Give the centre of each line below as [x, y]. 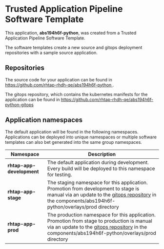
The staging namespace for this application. [97, 182]
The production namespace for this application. [102, 214]
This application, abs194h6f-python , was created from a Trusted [71, 33]
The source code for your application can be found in [59, 79]
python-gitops [20, 105]
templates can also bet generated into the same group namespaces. [74, 142]
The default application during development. [98, 162]
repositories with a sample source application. [51, 53]
